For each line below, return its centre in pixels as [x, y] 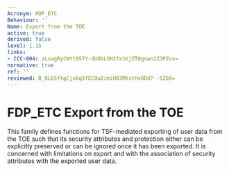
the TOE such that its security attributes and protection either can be [105, 139]
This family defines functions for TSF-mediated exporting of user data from [115, 132]
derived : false [29, 40]
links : [17, 53]
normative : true [31, 65]
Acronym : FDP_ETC [32, 14]
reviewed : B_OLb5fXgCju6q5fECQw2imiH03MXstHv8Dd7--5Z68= [91, 78]
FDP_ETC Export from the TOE [95, 112]
